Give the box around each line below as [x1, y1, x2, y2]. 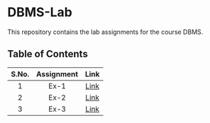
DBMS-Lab [7, 4, 73, 20]
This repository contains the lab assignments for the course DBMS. [7, 28, 204, 36]
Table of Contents [7, 48, 89, 60]
